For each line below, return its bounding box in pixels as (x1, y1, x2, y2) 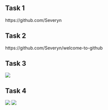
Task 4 (5, 87, 26, 95)
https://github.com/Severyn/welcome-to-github (5, 45, 103, 51)
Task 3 (5, 59, 26, 68)
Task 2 (5, 32, 26, 40)
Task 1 (5, 4, 25, 12)
